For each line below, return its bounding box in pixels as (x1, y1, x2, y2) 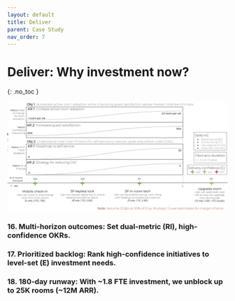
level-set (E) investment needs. (7, 258, 117, 268)
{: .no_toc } (7, 87, 39, 96)
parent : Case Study (7, 26, 64, 33)
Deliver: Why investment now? (7, 64, 190, 80)
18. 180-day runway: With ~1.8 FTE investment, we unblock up (7, 277, 224, 286)
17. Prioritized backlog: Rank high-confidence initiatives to (7, 249, 210, 259)
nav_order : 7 (7, 34, 45, 41)
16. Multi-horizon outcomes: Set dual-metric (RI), (7, 222, 177, 232)
